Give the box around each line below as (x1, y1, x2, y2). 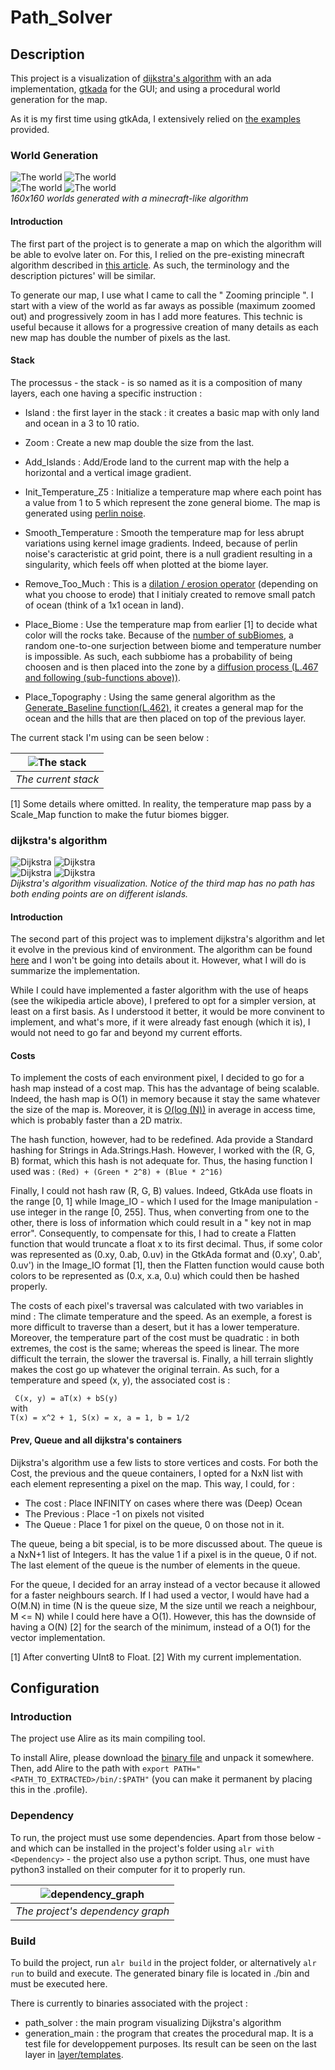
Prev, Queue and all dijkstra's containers (10, 1434, 183, 1446)
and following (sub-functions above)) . (24, 671, 182, 683)
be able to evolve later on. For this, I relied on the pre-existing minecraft (10, 248, 305, 260)
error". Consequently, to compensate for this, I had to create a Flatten (10, 1227, 297, 1240)
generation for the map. (10, 94, 108, 105)
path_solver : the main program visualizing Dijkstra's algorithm (24, 2016, 282, 2028)
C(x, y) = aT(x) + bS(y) (14, 1394, 118, 1404)
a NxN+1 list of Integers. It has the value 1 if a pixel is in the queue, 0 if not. (10, 1548, 317, 1560)
